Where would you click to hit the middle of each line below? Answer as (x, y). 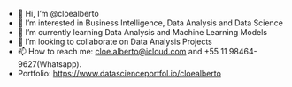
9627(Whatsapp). (50, 64)
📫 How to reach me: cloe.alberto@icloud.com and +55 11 (122, 51)
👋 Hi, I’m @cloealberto (58, 14)
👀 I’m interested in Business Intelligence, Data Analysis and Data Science (150, 23)
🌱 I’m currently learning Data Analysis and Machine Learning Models (142, 32)
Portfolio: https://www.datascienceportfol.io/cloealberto (119, 73)
